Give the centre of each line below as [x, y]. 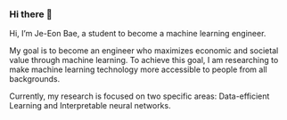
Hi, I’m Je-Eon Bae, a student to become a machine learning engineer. [138, 34]
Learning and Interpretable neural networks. [90, 106]
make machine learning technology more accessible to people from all [138, 69]
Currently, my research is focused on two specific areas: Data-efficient [139, 96]
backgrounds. [35, 79]
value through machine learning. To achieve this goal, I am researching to [144, 60]
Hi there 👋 [31, 14]
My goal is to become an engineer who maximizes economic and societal [144, 51]
